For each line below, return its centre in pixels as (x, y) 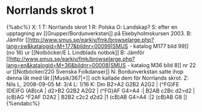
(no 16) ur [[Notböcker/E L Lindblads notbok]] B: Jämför (75, 52)
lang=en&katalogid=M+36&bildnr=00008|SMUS (66, 65)
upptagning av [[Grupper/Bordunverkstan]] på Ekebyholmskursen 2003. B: (99, 33)
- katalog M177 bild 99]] (159, 46)
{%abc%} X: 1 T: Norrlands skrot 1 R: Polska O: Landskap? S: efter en (92, 27)
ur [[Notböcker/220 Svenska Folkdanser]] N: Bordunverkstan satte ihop (95, 71)
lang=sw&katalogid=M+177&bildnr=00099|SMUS (67, 46)
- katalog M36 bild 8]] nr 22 (161, 65)
